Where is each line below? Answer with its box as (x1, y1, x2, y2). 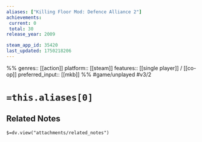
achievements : (6, 15, 42, 21)
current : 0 (8, 20, 36, 26)
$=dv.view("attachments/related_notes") (6, 129, 110, 136)
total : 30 (8, 25, 34, 32)
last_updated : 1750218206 (6, 48, 71, 54)
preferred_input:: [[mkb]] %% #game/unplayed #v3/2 (18, 71, 152, 78)
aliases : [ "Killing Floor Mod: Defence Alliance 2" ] (6, 8, 142, 15)
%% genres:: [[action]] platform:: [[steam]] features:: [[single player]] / (6, 64, 183, 71)
